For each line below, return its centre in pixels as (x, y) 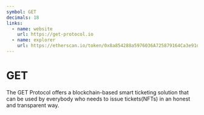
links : (15, 23)
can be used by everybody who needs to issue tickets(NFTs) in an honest (98, 99)
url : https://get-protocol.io (56, 34)
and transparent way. (33, 105)
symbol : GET (21, 12)
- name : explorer (34, 40)
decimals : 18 (23, 18)
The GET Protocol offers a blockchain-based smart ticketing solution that (98, 92)
